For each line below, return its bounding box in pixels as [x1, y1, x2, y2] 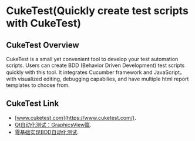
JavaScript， [153, 69, 185, 76]
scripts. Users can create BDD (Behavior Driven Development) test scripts [6, 62, 185, 69]
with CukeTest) [6, 16, 81, 30]
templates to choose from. [6, 82, 70, 89]
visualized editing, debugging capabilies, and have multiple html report [17, 75, 189, 82]
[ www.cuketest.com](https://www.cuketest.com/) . [14, 114, 136, 121]
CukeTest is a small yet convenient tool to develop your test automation [6, 56, 179, 62]
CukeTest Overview [6, 40, 79, 50]
